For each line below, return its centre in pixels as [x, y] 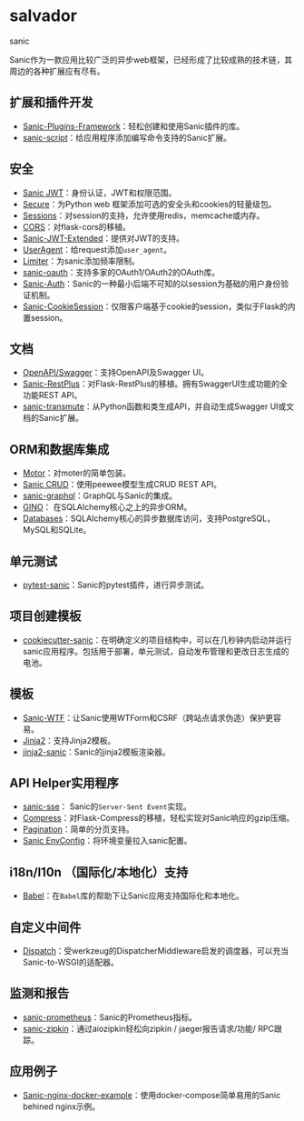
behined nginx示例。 [61, 1106]
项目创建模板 [45, 616]
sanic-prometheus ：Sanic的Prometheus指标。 [110, 1017]
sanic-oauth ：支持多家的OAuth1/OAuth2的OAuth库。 [121, 272]
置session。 [45, 317]
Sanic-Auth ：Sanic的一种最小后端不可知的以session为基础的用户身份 [152, 284]
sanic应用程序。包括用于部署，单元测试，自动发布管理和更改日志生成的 [156, 651]
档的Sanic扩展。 [53, 418]
